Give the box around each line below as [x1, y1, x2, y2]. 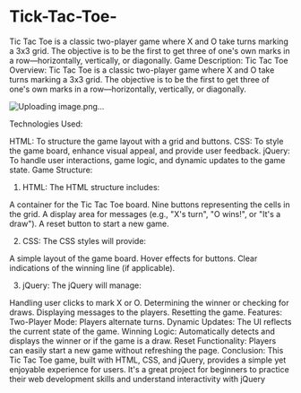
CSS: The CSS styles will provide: [21, 235, 146, 246]
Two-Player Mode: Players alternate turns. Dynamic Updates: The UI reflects [9, 316, 292, 327]
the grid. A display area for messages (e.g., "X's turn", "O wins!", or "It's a [9, 208, 281, 219]
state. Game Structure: [9, 164, 93, 175]
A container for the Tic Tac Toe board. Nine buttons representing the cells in [9, 199, 290, 210]
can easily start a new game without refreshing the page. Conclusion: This [9, 345, 284, 355]
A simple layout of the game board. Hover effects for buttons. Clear [9, 253, 258, 264]
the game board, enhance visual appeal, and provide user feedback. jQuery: [9, 145, 291, 156]
